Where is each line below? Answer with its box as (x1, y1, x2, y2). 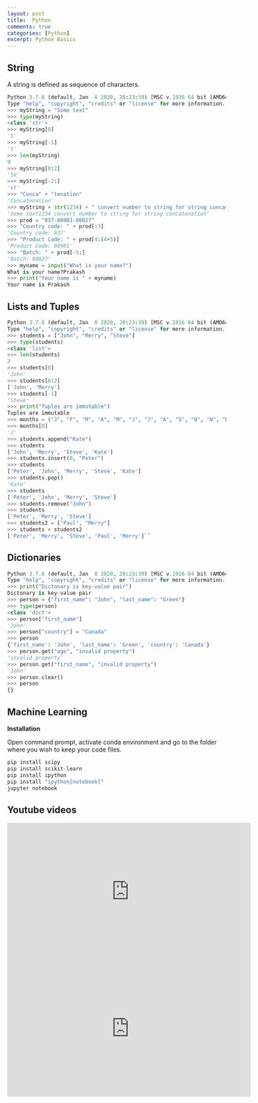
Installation (7, 724, 40, 733)
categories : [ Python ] (7, 29, 70, 37)
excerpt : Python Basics (7, 36, 76, 43)
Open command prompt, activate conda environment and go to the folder (7, 738, 217, 746)
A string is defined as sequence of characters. (7, 80, 140, 88)
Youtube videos (7, 804, 77, 816)
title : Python (7, 17, 51, 24)
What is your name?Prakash (7, 269, 86, 276)
